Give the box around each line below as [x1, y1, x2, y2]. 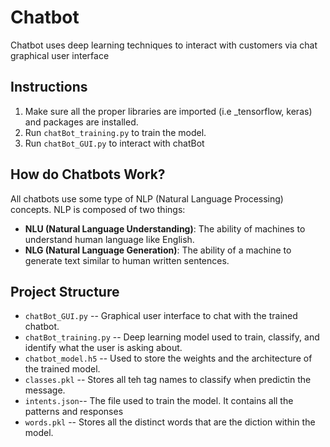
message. [24, 384, 66, 396]
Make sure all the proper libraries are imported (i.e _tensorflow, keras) [24, 105, 313, 117]
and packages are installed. [24, 116, 139, 128]
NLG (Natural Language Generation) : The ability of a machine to [24, 244, 292, 256]
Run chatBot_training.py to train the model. [24, 126, 207, 138]
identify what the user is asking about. [24, 342, 183, 354]
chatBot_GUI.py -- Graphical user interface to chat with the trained [24, 310, 298, 322]
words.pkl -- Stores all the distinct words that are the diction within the [24, 416, 316, 428]
